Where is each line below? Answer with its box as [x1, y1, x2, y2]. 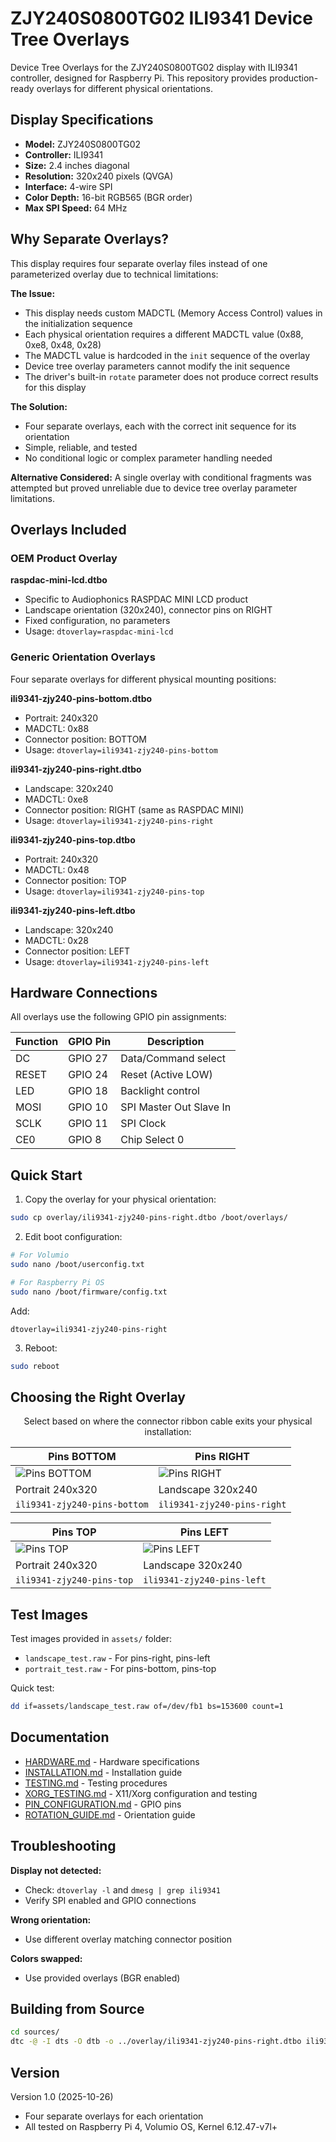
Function [15, 1035, 59, 1049]
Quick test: [10, 1682, 55, 1694]
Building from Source [10, 2000, 145, 2017]
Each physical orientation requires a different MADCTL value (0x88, [24, 328, 304, 340]
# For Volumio [10, 1250, 70, 1261]
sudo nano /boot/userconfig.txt [10, 1259, 145, 1269]
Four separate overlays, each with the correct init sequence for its [24, 420, 297, 432]
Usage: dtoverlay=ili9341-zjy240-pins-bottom [24, 743, 218, 756]
